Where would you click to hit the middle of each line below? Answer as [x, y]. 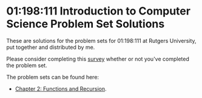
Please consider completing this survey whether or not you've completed [98, 59]
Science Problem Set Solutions [86, 24]
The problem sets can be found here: [52, 77]
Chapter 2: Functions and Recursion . [61, 88]
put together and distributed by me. [51, 47]
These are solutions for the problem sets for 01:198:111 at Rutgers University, [101, 41]
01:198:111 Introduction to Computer [99, 11]
